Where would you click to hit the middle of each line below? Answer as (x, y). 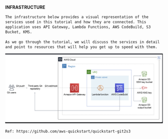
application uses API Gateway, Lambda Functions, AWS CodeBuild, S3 (78, 27)
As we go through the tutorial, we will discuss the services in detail (82, 42)
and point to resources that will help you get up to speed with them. (81, 47)
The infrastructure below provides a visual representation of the (77, 17)
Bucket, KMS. (19, 32)
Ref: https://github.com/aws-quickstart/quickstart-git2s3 (68, 131)
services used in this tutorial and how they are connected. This (76, 22)
